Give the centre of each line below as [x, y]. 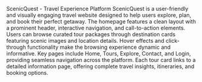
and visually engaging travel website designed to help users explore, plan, [99, 15]
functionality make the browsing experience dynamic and [99, 47]
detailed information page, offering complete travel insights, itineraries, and [100, 66]
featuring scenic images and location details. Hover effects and [86, 41]
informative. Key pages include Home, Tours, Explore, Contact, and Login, [99, 53]
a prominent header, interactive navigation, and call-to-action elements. [96, 28]
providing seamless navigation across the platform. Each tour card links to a [101, 60]
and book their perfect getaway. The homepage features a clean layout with [101, 21]
